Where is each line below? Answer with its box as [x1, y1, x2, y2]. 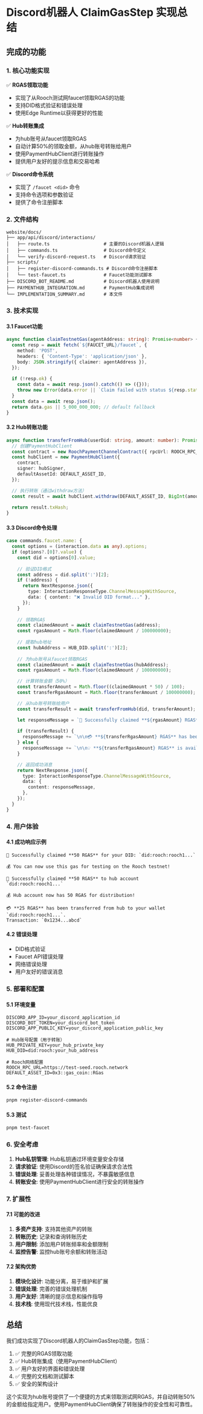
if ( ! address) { [17, 577, 59, 583]
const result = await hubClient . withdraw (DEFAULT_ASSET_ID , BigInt [11, 493, 185, 500]
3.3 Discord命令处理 [6, 524, 57, 531]
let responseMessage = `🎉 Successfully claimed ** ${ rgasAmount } [17, 717, 182, 723]
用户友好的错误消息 [14, 968, 63, 976]
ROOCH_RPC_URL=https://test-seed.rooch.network [6, 1065, 129, 1071]
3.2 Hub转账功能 [6, 423, 48, 431]
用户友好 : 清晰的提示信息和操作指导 [14, 1292, 103, 1300]
